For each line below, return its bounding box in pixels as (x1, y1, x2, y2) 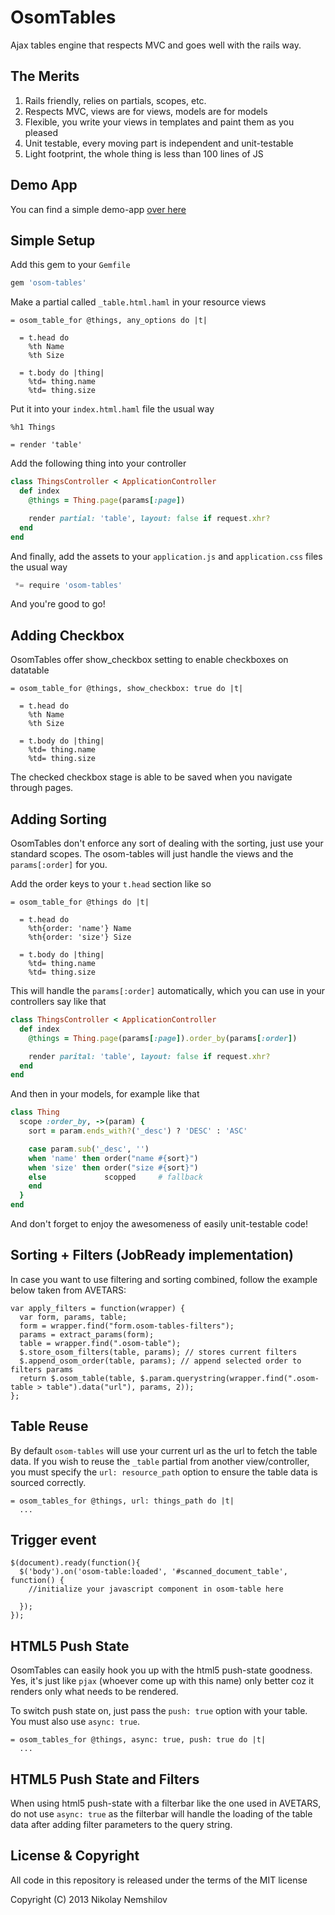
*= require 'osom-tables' (14, 580, 123, 590)
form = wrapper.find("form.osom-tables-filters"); (19, 1321, 235, 1331)
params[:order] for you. (10, 859, 108, 870)
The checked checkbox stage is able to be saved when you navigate (10, 771, 293, 783)
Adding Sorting (10, 811, 107, 828)
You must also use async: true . (10, 1716, 141, 1728)
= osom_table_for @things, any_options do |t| (10, 316, 208, 326)
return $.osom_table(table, (19, 1373, 137, 1383)
